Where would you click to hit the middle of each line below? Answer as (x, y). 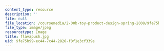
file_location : (20, 23)
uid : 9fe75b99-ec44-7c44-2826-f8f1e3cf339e (50, 41)
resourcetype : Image (26, 32)
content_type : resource (29, 9)
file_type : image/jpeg (28, 28)
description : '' (21, 14)
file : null (16, 18)
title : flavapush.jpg (27, 37)
